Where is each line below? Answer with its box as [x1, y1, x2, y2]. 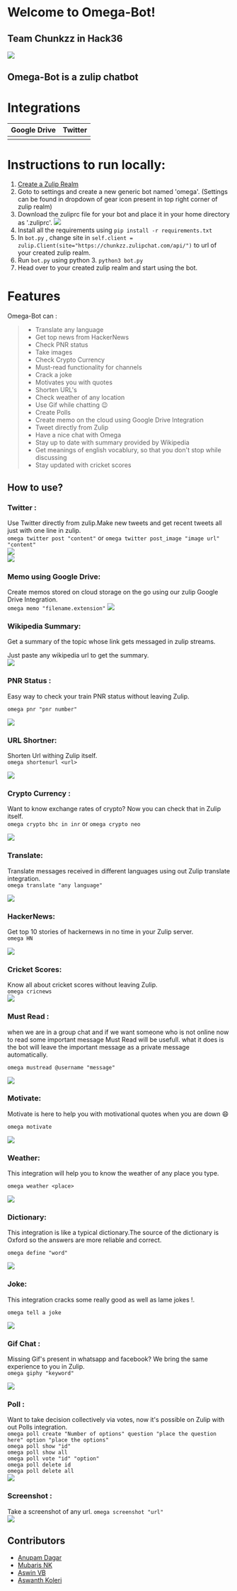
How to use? [7, 481, 64, 493]
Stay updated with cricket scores [35, 461, 132, 469]
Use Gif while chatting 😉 [35, 401, 108, 409]
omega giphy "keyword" [7, 1370, 74, 1377]
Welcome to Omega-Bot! [7, 4, 156, 21]
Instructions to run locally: [7, 156, 166, 173]
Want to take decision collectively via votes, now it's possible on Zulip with [7, 1415, 225, 1424]
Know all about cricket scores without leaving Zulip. [7, 981, 158, 989]
